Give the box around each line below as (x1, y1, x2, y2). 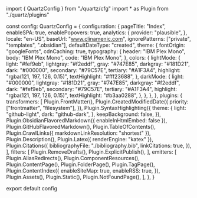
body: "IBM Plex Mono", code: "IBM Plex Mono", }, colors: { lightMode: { (6, 54, 181, 61)
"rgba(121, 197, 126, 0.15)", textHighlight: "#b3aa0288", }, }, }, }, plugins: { (6, 92, 183, 99)
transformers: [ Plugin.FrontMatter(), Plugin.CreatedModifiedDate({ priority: (6, 98, 189, 105)
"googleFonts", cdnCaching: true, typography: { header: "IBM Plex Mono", (6, 48, 186, 55)
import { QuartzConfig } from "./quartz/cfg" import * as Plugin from (6, 5, 169, 12)
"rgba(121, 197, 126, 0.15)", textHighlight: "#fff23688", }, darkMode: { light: (6, 73, 184, 80)
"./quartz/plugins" (6, 11, 50, 18)
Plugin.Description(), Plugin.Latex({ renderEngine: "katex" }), (6, 136, 153, 142)
